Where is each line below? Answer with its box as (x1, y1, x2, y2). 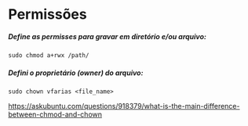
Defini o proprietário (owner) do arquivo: (8, 68, 144, 77)
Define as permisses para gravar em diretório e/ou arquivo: (8, 31, 206, 41)
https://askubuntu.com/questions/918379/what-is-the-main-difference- (8, 102, 240, 111)
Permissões (8, 5, 88, 23)
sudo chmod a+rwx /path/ (8, 52, 89, 59)
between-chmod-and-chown (8, 110, 102, 119)
